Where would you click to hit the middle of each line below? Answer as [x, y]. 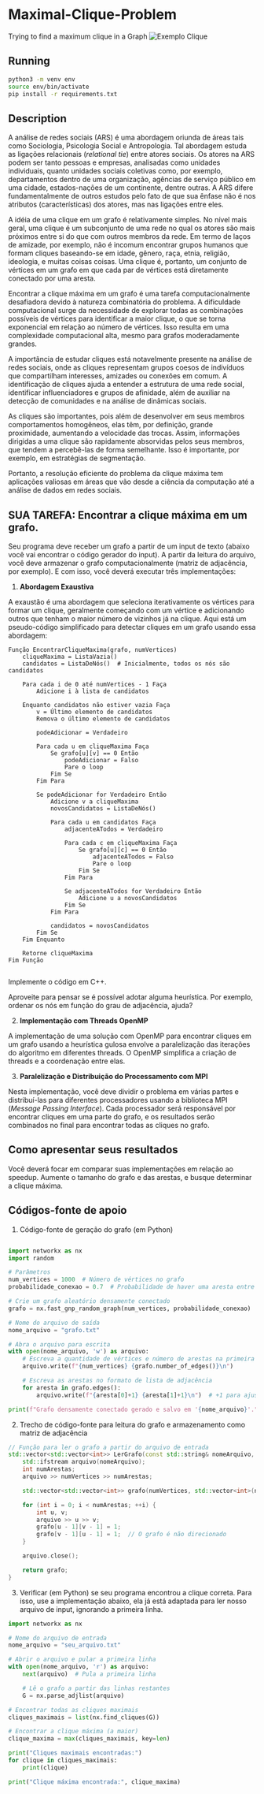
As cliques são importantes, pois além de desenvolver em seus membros [126, 416]
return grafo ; [45, 1570]
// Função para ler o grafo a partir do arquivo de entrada [109, 1447]
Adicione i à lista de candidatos [93, 691]
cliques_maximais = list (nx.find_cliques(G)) [84, 1717]
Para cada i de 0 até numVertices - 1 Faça [95, 684]
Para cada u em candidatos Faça [103, 822]
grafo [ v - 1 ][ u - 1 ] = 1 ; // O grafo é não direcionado [132, 1535]
